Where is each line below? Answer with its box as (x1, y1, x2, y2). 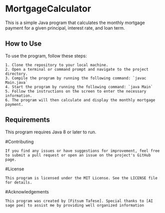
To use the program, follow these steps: (5, 53, 87, 59)
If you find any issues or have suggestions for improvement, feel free (5, 148, 160, 153)
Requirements (5, 116, 50, 124)
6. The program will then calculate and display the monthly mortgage (5, 97, 155, 103)
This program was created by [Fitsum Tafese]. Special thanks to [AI (5, 198, 153, 203)
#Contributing (5, 138, 34, 144)
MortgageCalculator (5, 3, 91, 15)
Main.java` (5, 80, 28, 85)
